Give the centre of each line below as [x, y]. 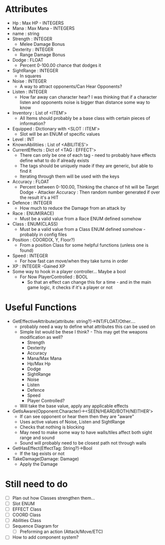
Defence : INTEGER [32, 203]
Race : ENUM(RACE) [33, 213]
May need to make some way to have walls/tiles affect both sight [86, 432]
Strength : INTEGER [32, 39]
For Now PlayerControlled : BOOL [54, 277]
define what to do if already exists [54, 160]
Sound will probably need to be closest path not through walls [83, 443]
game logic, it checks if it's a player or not [70, 287]
